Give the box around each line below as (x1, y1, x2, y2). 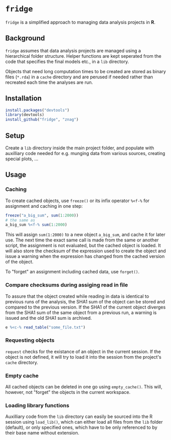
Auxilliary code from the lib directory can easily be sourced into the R (5, 413, 153, 420)
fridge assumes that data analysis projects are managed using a (5, 48, 141, 54)
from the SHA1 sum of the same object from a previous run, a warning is (5, 309, 157, 316)
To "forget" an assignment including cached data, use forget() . (5, 269, 140, 275)
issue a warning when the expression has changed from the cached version (5, 253, 165, 259)
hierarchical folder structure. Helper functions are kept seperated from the (5, 53, 162, 59)
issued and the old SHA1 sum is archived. (5, 315, 92, 321)
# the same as (5, 217, 36, 223)
